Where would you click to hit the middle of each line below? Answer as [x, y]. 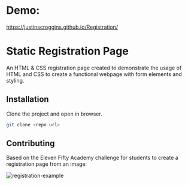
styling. [15, 80]
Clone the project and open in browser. [54, 114]
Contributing [31, 143]
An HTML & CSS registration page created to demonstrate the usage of [94, 68]
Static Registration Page [67, 51]
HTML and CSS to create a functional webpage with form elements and [94, 74]
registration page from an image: [47, 164]
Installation [28, 99]
